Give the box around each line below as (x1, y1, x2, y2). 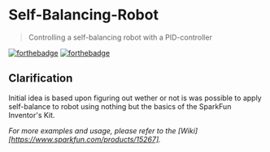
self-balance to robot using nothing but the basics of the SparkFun (8, 101, 232, 111)
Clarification (8, 71, 73, 86)
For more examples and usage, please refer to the (8, 125, 176, 135)
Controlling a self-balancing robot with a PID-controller (28, 32, 213, 42)
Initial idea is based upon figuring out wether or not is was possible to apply (8, 93, 262, 103)
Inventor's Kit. (8, 110, 55, 120)
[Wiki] (177, 125, 198, 135)
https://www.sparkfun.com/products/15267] (11, 134, 159, 144)
